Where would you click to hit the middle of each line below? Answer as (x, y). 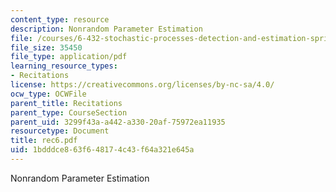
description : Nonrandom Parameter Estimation (106, 29)
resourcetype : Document (60, 131)
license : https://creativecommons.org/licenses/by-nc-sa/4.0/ (142, 85)
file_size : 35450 (46, 47)
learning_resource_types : (64, 66)
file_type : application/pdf (69, 57)
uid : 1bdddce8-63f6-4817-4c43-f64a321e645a (102, 150)
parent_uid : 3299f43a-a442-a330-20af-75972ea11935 (118, 122)
